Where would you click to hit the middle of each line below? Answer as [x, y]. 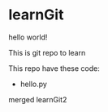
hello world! [28, 37]
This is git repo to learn [47, 52]
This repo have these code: [54, 68]
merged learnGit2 [38, 99]
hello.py [33, 84]
